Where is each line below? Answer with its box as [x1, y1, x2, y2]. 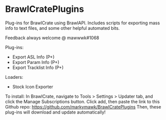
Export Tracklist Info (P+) [12, 64, 64, 70]
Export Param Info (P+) [12, 59, 60, 65]
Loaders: [5, 74, 23, 80]
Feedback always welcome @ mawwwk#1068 [5, 35, 99, 41]
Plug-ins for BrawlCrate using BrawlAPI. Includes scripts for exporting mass [5, 20, 160, 26]
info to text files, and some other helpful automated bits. [5, 25, 120, 31]
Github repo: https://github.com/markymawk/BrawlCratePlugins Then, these [5, 104, 162, 110]
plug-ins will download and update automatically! [5, 109, 106, 115]
